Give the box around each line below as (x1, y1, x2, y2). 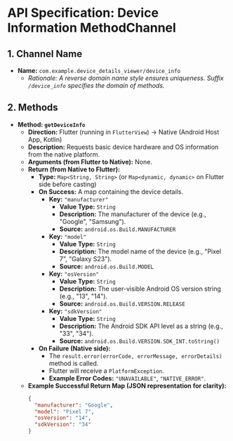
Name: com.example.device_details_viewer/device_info (17, 67, 181, 74)
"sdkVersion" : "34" (34, 421, 91, 428)
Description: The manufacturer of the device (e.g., (59, 209, 206, 218)
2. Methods (7, 102, 58, 114)
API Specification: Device (7, 5, 159, 21)
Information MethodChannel (7, 20, 177, 36)
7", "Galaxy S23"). (59, 254, 112, 263)
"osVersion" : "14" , (34, 414, 91, 422)
